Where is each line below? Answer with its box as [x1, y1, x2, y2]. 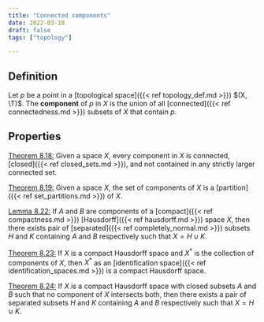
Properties [8, 130, 61, 143]
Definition [8, 69, 58, 83]
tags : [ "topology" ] [8, 33, 73, 42]
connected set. [8, 167, 58, 177]
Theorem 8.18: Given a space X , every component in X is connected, [8, 150, 230, 160]
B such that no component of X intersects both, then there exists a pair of [8, 290, 247, 299]
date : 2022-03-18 [8, 19, 65, 27]
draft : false [8, 26, 51, 34]
